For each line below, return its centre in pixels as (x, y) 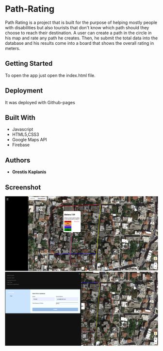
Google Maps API (29, 140)
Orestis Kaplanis (29, 172)
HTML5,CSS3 (25, 134)
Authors (18, 160)
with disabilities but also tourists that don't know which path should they (77, 27)
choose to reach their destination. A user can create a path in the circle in (78, 33)
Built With (20, 118)
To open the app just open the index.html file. (50, 75)
